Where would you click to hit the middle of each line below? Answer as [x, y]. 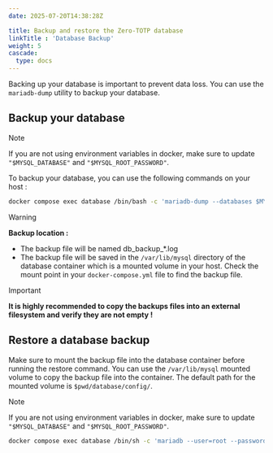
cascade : [23, 54]
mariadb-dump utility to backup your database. [84, 93]
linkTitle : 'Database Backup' [61, 38]
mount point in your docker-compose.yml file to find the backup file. [131, 274]
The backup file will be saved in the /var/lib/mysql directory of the [133, 257]
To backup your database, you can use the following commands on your [129, 178]
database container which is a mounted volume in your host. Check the [139, 266]
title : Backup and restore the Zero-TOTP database [96, 30]
